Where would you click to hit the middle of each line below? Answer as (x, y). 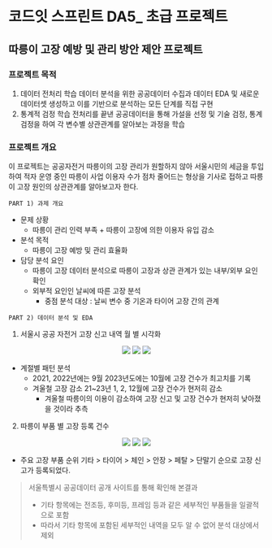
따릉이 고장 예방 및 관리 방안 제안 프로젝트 (106, 49)
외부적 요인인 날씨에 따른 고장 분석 (86, 291)
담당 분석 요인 (42, 260)
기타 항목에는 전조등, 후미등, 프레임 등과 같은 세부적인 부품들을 (139, 505)
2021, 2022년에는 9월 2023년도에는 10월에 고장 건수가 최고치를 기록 (142, 378)
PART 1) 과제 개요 (36, 204)
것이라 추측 (71, 409)
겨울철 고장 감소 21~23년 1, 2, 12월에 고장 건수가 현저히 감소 (127, 389)
